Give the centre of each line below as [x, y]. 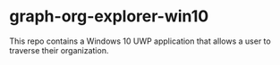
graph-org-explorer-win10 [109, 16]
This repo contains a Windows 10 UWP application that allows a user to [140, 41]
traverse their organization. [59, 50]
